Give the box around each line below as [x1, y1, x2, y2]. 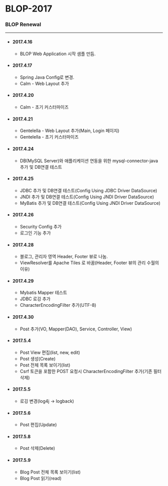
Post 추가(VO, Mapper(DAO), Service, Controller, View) [19, 326, 132, 332]
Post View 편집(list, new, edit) [19, 349, 80, 355]
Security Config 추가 [19, 223, 62, 229]
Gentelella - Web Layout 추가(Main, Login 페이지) [19, 128, 119, 134]
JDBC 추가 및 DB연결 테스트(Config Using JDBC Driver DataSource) [19, 187, 157, 193]
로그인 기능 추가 [19, 229, 51, 236]
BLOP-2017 [5, 3, 52, 15]
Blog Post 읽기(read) [19, 475, 61, 481]
